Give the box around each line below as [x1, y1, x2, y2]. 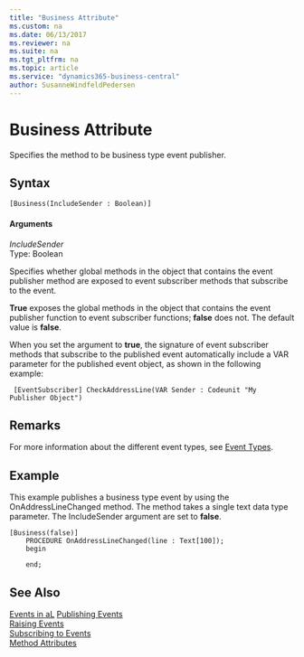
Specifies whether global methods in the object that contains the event [9, 266, 273, 277]
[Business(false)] [9, 529, 79, 538]
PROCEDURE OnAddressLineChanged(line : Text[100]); [25, 537, 224, 546]
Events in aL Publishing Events [9, 609, 124, 620]
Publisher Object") [9, 393, 83, 402]
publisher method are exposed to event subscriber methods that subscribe [9, 275, 289, 286]
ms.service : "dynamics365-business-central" [9, 72, 180, 81]
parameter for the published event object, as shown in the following [9, 358, 261, 369]
